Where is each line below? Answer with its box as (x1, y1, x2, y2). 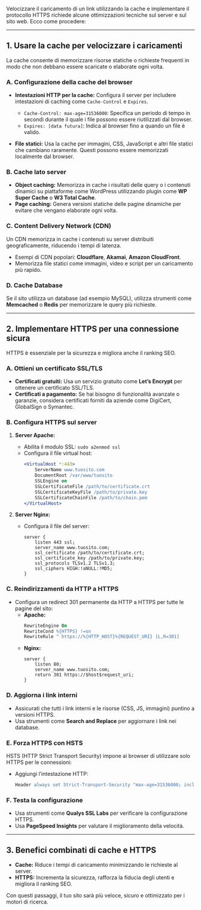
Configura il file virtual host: (23, 450, 93, 457)
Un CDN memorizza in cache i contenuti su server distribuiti (6, 235, 154, 242)
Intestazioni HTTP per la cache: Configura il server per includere (14, 92, 176, 99)
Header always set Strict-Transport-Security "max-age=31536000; (14, 781, 181, 788)
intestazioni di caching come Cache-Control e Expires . (14, 98, 148, 105)
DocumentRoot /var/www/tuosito (35, 472, 112, 478)
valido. (23, 129, 41, 136)
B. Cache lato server (6, 168, 67, 176)
